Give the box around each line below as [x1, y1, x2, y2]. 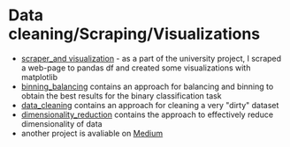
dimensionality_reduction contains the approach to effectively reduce [20, 109, 274, 120]
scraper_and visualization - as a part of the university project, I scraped [20, 53, 282, 63]
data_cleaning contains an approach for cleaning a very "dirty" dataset [20, 99, 279, 110]
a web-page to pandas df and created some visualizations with [20, 62, 251, 73]
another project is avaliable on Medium [20, 128, 164, 138]
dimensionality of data [20, 118, 103, 129]
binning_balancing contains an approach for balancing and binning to [20, 81, 274, 92]
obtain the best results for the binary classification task [20, 90, 222, 101]
